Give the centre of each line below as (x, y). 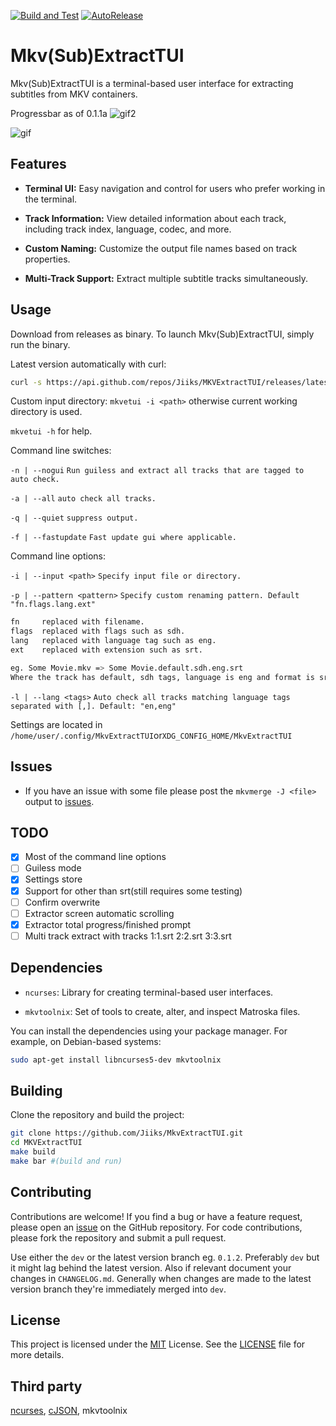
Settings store (53, 879)
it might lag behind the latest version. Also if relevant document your (151, 1267)
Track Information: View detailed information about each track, (155, 218)
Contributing (51, 1192)
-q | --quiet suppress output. (74, 518)
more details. (37, 1355)
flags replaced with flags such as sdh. (98, 631)
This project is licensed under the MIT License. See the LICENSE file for (158, 1344)
